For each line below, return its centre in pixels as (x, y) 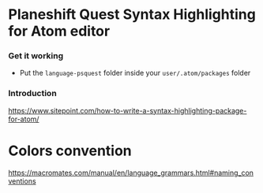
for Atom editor (59, 31)
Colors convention (70, 150)
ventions (23, 181)
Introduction (32, 94)
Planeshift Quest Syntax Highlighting (132, 15)
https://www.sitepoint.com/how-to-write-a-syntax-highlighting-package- (128, 110)
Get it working (36, 56)
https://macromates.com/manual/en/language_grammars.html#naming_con (131, 173)
